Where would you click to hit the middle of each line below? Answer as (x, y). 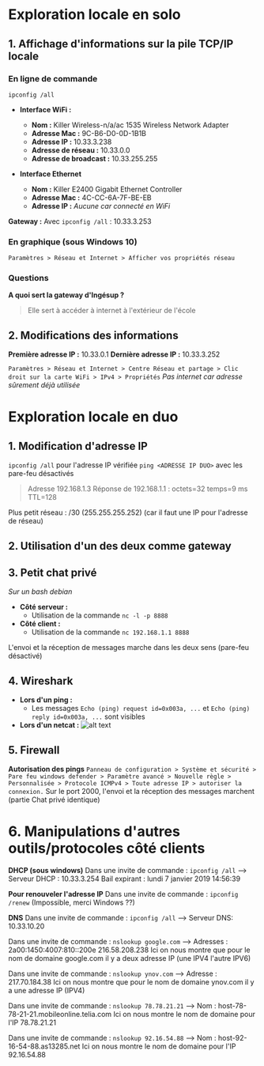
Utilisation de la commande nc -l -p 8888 (100, 615)
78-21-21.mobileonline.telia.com (60, 1015)
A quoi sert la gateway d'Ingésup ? (66, 295)
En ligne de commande (53, 78)
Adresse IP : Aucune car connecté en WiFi (101, 206)
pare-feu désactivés (41, 474)
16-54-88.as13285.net (44, 1046)
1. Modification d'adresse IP (78, 446)
